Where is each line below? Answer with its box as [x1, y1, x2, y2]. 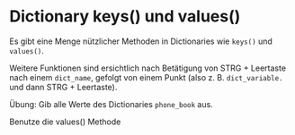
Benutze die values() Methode [9, 116, 121, 127]
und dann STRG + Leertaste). [9, 81, 118, 92]
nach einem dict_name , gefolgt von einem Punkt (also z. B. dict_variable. [9, 72, 283, 82]
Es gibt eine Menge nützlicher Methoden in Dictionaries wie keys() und [9, 36, 273, 46]
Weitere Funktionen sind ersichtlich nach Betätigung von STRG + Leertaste [9, 63, 286, 73]
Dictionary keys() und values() [9, 6, 241, 27]
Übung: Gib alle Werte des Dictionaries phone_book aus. [9, 98, 213, 109]
